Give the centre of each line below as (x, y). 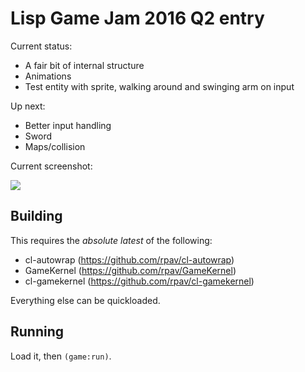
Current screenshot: (51, 166)
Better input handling (68, 125)
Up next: (28, 106)
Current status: (41, 46)
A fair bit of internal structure (84, 65)
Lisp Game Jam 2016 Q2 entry (137, 18)
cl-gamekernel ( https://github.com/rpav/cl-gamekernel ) (139, 281)
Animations (48, 76)
